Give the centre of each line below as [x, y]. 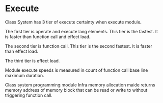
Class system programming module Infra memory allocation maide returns [80, 85]
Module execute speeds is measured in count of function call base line [77, 70]
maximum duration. [25, 75]
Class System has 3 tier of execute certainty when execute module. [73, 22]
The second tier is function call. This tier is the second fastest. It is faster [79, 46]
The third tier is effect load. [32, 61]
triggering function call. [29, 95]
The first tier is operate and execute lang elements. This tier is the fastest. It [81, 31]
